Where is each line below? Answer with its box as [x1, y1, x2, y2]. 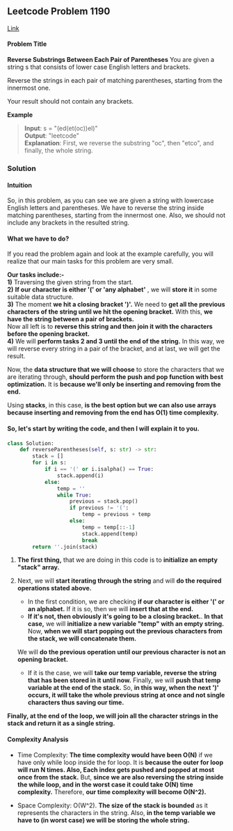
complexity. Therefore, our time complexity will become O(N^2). [17, 787, 207, 796]
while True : [56, 492, 92, 499]
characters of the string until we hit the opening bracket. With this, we [7, 307, 214, 316]
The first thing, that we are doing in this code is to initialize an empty [17, 556, 218, 564]
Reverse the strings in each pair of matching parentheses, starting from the [7, 76, 223, 85]
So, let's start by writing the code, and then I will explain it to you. [7, 424, 200, 433]
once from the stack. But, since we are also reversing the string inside [17, 773, 224, 781]
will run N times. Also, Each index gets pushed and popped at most [17, 765, 214, 774]
